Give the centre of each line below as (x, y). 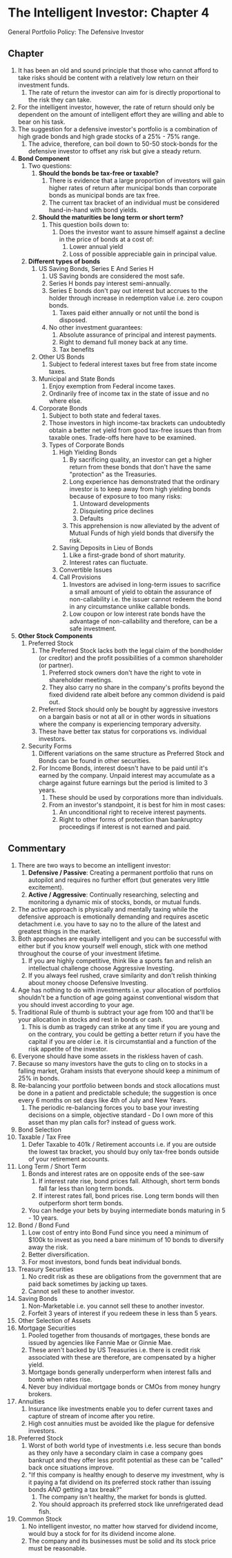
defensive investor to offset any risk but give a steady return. (115, 151)
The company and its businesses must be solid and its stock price (122, 1541)
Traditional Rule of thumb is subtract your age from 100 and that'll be (116, 1012)
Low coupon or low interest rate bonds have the (137, 614)
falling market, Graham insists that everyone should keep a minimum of (119, 1071)
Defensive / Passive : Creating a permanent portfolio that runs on (120, 872)
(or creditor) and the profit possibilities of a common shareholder (130, 657)
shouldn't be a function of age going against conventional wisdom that (118, 997)
